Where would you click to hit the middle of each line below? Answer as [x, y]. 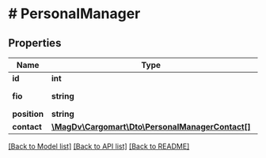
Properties [35, 43]
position [28, 114]
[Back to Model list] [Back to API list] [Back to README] [99, 146]
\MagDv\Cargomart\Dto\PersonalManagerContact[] [151, 127]
